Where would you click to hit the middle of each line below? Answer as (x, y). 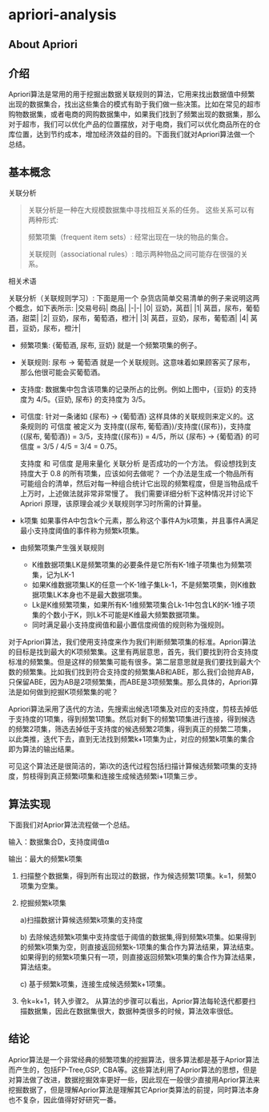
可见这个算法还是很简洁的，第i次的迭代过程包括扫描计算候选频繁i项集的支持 (133, 766)
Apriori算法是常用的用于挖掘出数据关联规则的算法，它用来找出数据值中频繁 (132, 95)
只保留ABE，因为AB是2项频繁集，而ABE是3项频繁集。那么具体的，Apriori (130, 682)
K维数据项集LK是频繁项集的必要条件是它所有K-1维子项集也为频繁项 (142, 565)
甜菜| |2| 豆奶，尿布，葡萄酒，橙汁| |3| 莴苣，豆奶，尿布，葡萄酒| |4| (135, 318)
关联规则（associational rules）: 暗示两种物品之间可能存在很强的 (134, 254)
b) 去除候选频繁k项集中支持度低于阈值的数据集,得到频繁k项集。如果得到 (138, 937)
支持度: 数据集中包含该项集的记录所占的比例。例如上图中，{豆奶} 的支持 (138, 390)
